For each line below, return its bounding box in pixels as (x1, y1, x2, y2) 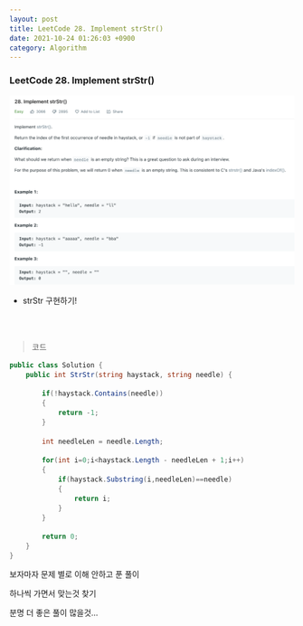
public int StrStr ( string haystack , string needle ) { (25, 370, 232, 379)
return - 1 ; (57, 408, 99, 418)
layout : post (9, 14, 59, 24)
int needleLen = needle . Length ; (42, 437, 165, 446)
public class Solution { (9, 360, 103, 370)
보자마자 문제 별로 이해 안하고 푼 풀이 (9, 569, 140, 580)
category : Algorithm (9, 43, 88, 52)
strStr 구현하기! (22, 295, 78, 306)
